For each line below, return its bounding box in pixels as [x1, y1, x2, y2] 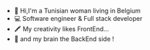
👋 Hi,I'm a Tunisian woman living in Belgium [13, 7, 142, 15]
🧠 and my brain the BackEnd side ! [13, 35, 115, 43]
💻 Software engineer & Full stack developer [13, 15, 143, 22]
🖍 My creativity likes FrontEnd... [13, 25, 110, 33]
